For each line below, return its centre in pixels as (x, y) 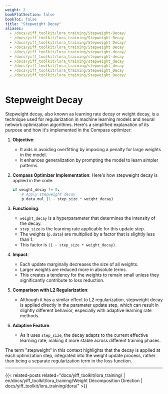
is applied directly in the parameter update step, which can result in (89, 305)
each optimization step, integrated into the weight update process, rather (80, 356)
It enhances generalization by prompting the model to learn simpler (89, 160)
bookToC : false (21, 19)
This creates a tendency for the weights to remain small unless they (89, 275)
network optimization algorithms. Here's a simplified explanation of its (77, 124)
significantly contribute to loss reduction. (62, 280)
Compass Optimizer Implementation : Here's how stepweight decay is (85, 175)
